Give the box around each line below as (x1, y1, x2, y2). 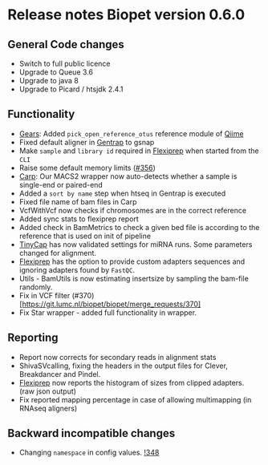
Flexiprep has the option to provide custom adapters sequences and (18, 257, 246, 266)
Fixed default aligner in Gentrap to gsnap (18, 137, 155, 147)
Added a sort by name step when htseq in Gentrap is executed (18, 188, 226, 198)
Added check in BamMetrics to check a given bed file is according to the (18, 222, 260, 232)
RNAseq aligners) (18, 403, 78, 413)
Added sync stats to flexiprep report (18, 214, 140, 224)
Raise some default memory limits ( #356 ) (18, 163, 156, 172)
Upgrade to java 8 (18, 76, 79, 85)
